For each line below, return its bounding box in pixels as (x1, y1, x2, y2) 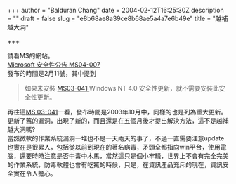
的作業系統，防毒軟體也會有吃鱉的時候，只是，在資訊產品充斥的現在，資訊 (7, 161, 223, 169)
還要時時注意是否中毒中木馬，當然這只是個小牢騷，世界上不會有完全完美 (19, 152, 229, 160)
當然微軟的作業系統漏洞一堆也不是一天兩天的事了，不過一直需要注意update (7, 134, 225, 143)
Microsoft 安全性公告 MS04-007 (7, 60, 100, 69)
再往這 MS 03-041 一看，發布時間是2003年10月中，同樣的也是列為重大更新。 (7, 108, 228, 116)
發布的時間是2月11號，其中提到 (7, 70, 96, 77)
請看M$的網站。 (7, 52, 54, 60)
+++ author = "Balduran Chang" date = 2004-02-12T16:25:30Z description (7, 6, 224, 14)
